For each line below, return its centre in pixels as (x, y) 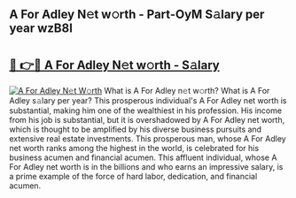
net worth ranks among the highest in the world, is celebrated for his (134, 148)
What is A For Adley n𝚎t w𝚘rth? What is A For (187, 91)
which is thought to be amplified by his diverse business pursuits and (136, 129)
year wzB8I (41, 29)
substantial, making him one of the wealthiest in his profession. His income (145, 110)
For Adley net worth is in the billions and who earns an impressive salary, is (146, 167)
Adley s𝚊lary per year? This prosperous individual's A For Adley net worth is (148, 100)
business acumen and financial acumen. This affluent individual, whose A (143, 157)
